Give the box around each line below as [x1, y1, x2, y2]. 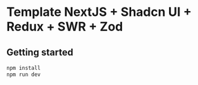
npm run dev [6, 70, 41, 78]
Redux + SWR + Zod [6, 19, 123, 35]
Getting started [6, 46, 74, 58]
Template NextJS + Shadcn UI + [6, 4, 192, 20]
